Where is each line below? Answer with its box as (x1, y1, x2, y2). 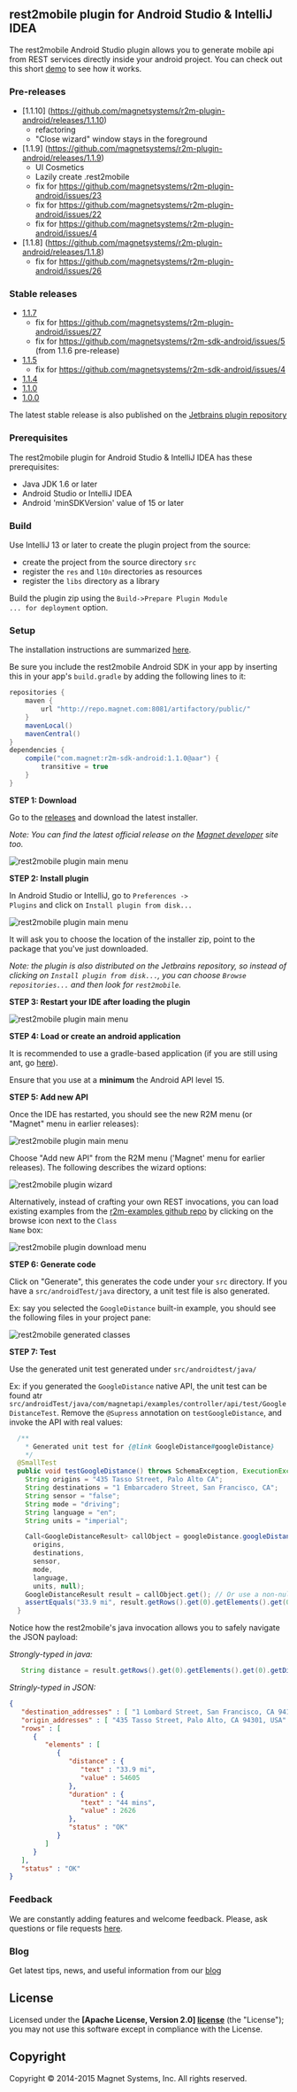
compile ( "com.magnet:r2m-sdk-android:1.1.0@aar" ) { (25, 754, 219, 763)
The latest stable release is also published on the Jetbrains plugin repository (9, 409, 287, 420)
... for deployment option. (9, 603, 109, 612)
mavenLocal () (25, 721, 73, 730)
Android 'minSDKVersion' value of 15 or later (21, 497, 184, 508)
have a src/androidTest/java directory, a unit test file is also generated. (9, 1285, 270, 1296)
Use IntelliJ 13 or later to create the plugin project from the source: (9, 540, 251, 550)
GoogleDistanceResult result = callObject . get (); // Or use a (25, 1590, 259, 1598)
